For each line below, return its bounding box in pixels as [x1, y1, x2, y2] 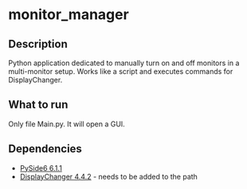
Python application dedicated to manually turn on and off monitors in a [8, 58, 240, 67]
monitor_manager [8, 6, 129, 24]
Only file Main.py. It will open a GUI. [8, 119, 125, 129]
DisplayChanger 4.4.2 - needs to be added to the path [19, 172, 198, 181]
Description [8, 37, 68, 51]
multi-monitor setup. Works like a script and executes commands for [8, 67, 233, 76]
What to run [8, 98, 69, 112]
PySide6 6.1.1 [19, 163, 62, 172]
